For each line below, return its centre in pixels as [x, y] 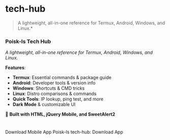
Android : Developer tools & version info [54, 83]
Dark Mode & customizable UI [44, 104]
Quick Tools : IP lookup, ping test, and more [58, 99]
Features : [15, 68]
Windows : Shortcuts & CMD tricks [48, 88]
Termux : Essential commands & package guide [62, 78]
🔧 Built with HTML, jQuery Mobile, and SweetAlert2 [60, 114]
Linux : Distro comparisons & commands [55, 94]
